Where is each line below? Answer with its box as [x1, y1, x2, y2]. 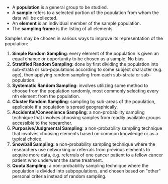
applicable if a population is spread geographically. [12, 104, 118, 110]
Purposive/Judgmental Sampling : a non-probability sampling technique [12, 125, 162, 131]
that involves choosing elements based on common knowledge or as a [12, 131, 158, 136]
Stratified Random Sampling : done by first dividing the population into [12, 61, 159, 67]
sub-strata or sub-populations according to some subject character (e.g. [12, 66, 163, 72]
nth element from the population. [12, 93, 80, 99]
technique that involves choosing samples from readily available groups [12, 115, 161, 120]
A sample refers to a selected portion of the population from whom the [12, 10, 159, 16]
